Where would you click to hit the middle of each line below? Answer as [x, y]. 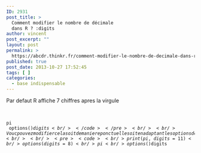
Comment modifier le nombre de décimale [63, 23]
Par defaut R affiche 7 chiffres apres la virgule [63, 101]
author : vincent [26, 34]
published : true [26, 61]
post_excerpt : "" [28, 39]
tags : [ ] [19, 73]
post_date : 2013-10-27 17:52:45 [46, 67]
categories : [21, 78]
